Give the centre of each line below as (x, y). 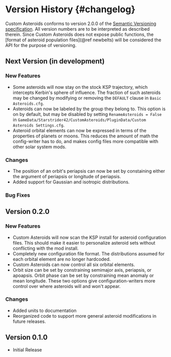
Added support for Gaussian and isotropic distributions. (71, 182)
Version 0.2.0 (28, 212)
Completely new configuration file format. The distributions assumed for (89, 253)
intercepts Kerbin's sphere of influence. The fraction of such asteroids (87, 92)
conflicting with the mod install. (46, 248)
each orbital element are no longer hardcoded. (62, 259)
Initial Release (27, 350)
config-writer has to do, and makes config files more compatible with (85, 141)
